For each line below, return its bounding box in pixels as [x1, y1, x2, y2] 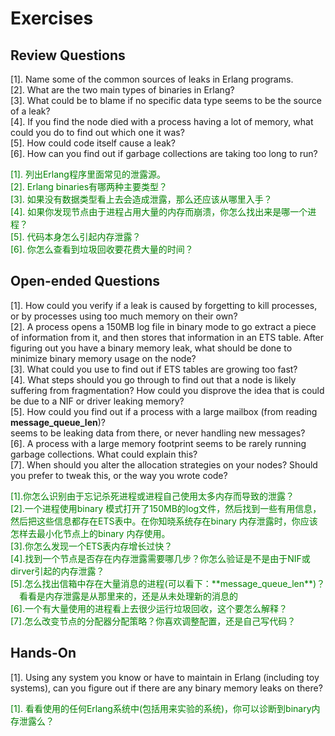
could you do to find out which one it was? [10, 127, 185, 138]
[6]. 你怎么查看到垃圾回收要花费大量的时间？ [10, 243, 194, 255]
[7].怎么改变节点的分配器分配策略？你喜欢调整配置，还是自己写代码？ [10, 615, 297, 627]
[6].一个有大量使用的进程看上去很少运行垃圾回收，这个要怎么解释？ [10, 602, 288, 614]
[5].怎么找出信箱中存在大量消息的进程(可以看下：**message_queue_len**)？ [10, 577, 326, 589]
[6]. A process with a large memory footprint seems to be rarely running [10, 437, 307, 449]
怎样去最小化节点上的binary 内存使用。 [10, 527, 171, 539]
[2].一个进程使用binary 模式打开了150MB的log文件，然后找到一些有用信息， [10, 502, 322, 514]
